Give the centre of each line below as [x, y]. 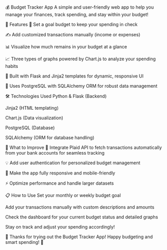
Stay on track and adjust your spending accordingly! [60, 227]
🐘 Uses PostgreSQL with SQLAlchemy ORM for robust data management [81, 86]
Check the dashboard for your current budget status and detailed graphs [82, 217]
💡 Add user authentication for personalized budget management [73, 163]
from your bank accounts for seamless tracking [55, 153]
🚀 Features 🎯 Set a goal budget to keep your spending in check [72, 24]
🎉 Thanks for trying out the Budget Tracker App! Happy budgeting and [79, 237]
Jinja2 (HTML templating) [32, 108]
